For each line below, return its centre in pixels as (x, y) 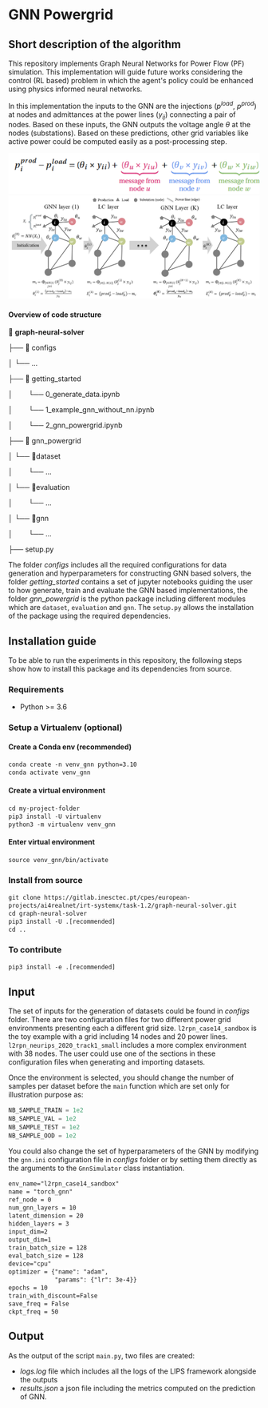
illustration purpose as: (46, 1095)
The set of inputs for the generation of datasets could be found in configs (129, 1011)
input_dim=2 (28, 1231)
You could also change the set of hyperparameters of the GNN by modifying (134, 1151)
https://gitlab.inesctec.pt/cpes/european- (117, 898)
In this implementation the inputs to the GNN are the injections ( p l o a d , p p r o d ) (132, 105)
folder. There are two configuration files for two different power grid (120, 1020)
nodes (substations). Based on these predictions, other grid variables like (128, 133)
